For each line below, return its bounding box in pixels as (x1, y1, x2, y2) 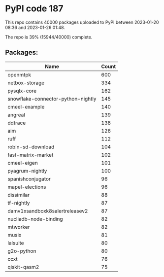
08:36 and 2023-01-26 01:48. (5, 24, 66, 30)
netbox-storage (7, 79, 45, 86)
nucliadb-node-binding (7, 215, 63, 222)
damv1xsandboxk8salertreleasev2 (7, 208, 88, 214)
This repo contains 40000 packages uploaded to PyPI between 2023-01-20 (5, 19, 159, 25)
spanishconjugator (7, 175, 51, 182)
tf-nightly (7, 199, 30, 206)
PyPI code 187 (5, 3, 64, 14)
